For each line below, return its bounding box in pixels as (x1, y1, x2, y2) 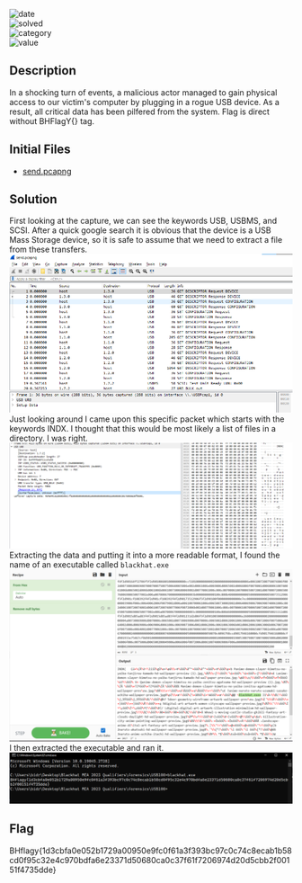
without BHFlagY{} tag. (9, 115, 95, 126)
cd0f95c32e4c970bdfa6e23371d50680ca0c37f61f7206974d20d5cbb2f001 (9, 854, 290, 865)
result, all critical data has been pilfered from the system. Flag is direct (9, 106, 270, 117)
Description (9, 63, 76, 78)
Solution (9, 192, 58, 207)
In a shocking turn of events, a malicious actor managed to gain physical (9, 86, 278, 98)
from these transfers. (9, 244, 88, 255)
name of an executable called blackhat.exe (9, 558, 169, 570)
